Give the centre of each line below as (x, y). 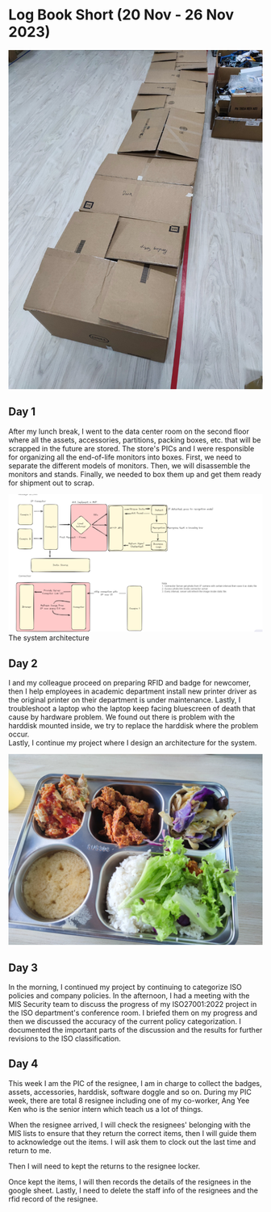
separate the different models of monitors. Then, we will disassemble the (129, 465)
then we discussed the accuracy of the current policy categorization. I (125, 1021)
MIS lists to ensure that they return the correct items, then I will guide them (132, 1133)
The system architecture (49, 638)
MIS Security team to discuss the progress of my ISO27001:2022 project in (133, 1004)
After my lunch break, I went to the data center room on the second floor (129, 431)
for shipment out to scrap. (52, 483)
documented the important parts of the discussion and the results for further (135, 1030)
